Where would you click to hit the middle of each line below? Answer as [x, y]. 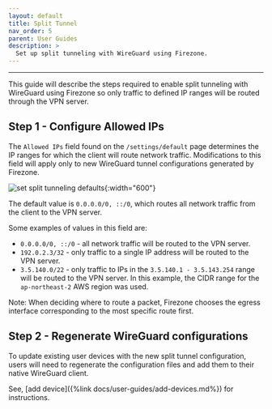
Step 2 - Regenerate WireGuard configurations [128, 337]
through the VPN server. [49, 101]
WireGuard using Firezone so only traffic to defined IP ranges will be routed [134, 93]
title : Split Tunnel [43, 23]
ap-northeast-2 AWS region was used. [84, 286]
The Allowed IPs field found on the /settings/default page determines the [134, 146]
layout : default [36, 16]
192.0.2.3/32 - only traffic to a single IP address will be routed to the [134, 252]
